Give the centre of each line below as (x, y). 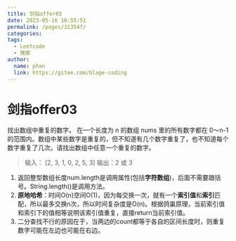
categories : (25, 33)
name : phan (29, 66)
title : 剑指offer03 (35, 14)
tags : (15, 40)
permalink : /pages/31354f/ (47, 27)
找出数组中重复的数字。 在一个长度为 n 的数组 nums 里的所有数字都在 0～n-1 (118, 130)
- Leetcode (29, 46)
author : (19, 60)
